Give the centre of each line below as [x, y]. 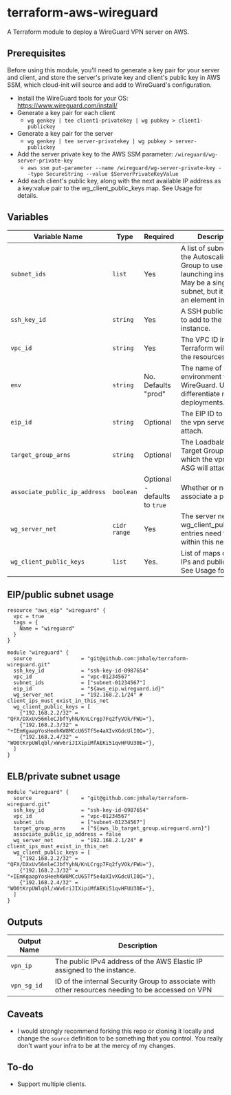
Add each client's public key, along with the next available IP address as [119, 181]
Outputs [25, 922]
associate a [199, 496]
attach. [192, 431]
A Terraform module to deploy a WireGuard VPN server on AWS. [98, 32]
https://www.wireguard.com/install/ [67, 105]
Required [159, 236]
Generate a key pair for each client [66, 112]
